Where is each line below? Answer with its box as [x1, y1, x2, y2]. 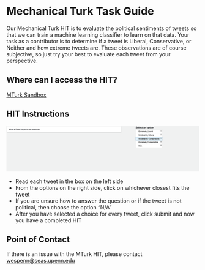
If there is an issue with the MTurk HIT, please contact [6, 250, 143, 258]
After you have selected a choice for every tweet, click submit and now [15, 210, 195, 217]
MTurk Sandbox [6, 91, 47, 99]
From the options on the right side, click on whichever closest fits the [15, 184, 190, 191]
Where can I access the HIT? [6, 75, 118, 85]
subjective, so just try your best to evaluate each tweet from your [6, 50, 171, 58]
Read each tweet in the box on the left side [15, 178, 124, 185]
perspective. [6, 57, 38, 64]
